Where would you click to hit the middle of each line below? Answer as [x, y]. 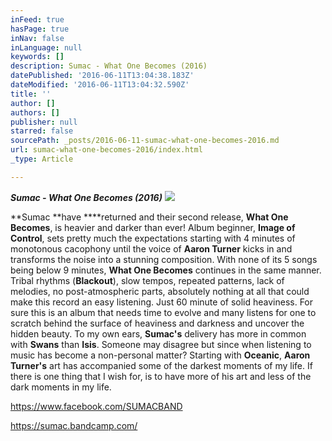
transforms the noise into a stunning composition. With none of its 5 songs [164, 259]
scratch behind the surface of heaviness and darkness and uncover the [157, 323]
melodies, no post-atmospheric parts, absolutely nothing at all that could [160, 291]
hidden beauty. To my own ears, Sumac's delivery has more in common [158, 333]
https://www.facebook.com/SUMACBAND [96, 406]
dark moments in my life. [61, 387]
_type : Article [42, 159]
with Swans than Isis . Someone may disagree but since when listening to [161, 344]
